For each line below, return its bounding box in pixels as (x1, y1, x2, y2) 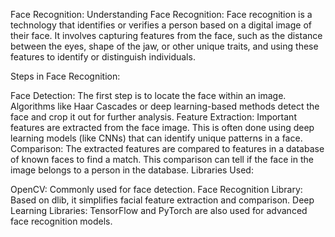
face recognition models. (10, 215, 113, 227)
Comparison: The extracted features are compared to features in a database (10, 143, 325, 154)
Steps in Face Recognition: (10, 70, 121, 82)
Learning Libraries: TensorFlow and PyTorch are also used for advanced (10, 205, 308, 216)
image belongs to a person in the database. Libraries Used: (10, 164, 254, 176)
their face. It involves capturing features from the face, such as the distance (10, 30, 323, 41)
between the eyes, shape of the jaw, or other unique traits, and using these (10, 40, 319, 52)
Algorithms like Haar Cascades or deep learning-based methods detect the (10, 100, 320, 112)
